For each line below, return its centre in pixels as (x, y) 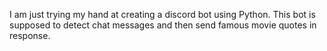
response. (30, 35)
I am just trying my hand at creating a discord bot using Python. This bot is (162, 14)
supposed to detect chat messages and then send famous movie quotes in (163, 25)
